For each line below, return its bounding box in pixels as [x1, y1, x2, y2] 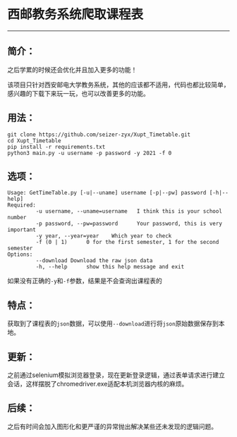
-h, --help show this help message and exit [35, 264, 185, 271]
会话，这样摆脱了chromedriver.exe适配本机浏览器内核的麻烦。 [7, 380, 188, 388]
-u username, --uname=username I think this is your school [35, 208, 222, 215]
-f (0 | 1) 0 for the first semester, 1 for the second [35, 239, 219, 246]
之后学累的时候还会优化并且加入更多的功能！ [7, 65, 138, 74]
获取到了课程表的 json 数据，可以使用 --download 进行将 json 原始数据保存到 [7, 319, 219, 328]
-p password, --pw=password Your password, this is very [35, 220, 222, 228]
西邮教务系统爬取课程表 [7, 6, 144, 23]
